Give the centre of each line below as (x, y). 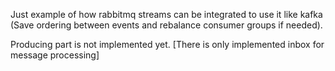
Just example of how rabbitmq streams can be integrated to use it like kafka (166, 14)
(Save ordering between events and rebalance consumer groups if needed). (166, 25)
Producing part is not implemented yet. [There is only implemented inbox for (167, 44)
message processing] (55, 55)
